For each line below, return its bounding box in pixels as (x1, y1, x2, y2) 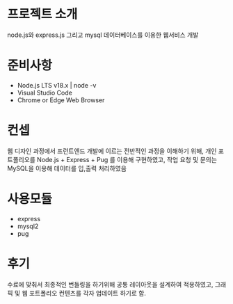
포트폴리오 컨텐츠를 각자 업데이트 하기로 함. (29, 289, 146, 297)
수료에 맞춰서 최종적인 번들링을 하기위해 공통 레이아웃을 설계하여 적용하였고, (7, 280, 214, 289)
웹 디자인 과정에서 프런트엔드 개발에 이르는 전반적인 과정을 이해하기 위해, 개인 (7, 147, 217, 155)
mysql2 (17, 222, 39, 230)
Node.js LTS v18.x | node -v (17, 81, 97, 89)
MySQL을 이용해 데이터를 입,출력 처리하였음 (7, 164, 127, 173)
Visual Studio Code (17, 88, 73, 97)
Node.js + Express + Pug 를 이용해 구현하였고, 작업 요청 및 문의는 (37, 155, 218, 163)
